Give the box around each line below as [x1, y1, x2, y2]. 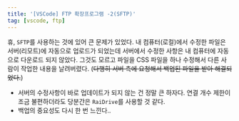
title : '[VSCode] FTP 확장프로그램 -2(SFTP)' [7, 10, 136, 18]
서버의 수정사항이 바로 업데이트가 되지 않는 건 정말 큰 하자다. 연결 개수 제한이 [17, 88, 231, 97]
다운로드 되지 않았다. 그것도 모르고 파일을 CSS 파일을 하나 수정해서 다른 [20, 55, 220, 64]
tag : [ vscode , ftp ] [7, 17, 66, 24]
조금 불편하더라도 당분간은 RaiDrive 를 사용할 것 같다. [17, 97, 166, 105]
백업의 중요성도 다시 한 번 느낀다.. [17, 106, 111, 115]
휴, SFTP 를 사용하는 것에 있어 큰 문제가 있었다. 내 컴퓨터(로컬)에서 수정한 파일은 [7, 37, 226, 46]
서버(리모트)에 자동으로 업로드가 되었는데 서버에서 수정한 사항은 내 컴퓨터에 [7, 46, 216, 55]
